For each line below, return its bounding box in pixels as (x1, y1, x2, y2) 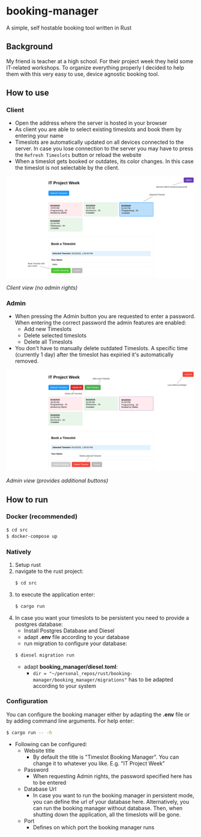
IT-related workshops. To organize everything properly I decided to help (6, 64, 184, 71)
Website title (23, 747, 55, 754)
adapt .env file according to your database (23, 633, 130, 640)
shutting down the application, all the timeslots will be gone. (32, 811, 181, 818)
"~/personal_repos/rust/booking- (49, 670, 133, 676)
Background (6, 42, 53, 52)
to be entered (32, 779, 67, 786)
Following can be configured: (14, 740, 88, 747)
